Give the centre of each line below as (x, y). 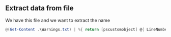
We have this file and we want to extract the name (58, 20)
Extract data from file (39, 8)
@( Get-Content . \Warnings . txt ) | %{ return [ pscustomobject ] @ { (75, 29)
